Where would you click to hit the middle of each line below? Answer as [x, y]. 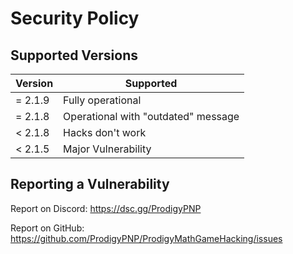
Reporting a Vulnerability [90, 184]
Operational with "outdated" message [151, 116]
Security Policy [75, 18]
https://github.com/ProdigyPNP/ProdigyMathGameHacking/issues [146, 238]
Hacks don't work [105, 132]
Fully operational [102, 100]
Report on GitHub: [47, 228]
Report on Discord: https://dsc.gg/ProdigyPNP [106, 208]
